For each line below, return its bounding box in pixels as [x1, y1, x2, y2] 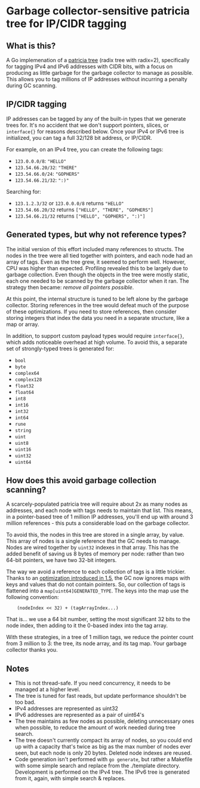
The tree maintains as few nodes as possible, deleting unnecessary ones [14, 717, 195, 725]
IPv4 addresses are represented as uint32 [14, 705, 118, 712]
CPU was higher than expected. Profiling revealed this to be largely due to [6, 264, 188, 271]
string [14, 427, 32, 433]
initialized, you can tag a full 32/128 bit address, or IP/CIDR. [6, 134, 152, 141]
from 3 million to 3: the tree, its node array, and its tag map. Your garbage [6, 640, 187, 647]
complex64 [14, 370, 40, 376]
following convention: [6, 594, 59, 601]
